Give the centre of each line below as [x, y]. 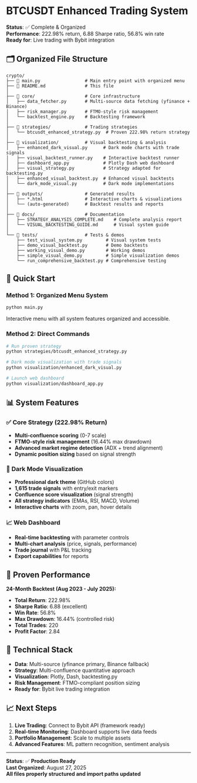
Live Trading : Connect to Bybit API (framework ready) [80, 725]
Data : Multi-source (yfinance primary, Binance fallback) [82, 664]
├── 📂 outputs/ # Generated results [70, 194]
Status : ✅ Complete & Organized [46, 27]
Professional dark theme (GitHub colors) [64, 482]
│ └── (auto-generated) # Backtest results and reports [85, 204]
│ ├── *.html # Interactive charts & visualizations [94, 199]
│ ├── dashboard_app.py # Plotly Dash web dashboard [90, 163]
